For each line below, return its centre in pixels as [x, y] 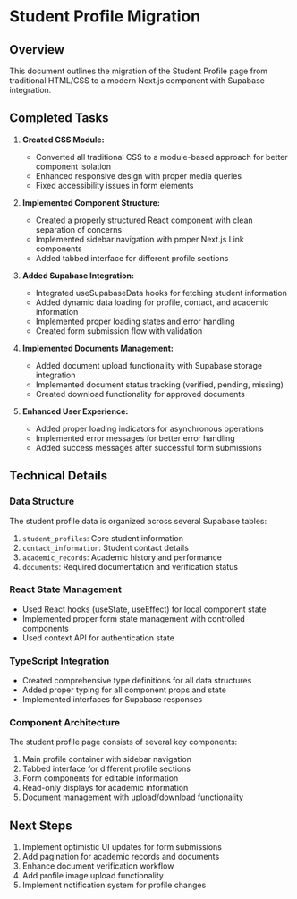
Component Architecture [65, 723]
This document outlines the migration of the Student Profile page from [139, 71]
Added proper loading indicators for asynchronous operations [149, 428]
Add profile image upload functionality [93, 876]
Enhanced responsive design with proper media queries [139, 175]
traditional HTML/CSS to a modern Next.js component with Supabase [137, 81]
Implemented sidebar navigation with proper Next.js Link [140, 239]
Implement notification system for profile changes [114, 885]
